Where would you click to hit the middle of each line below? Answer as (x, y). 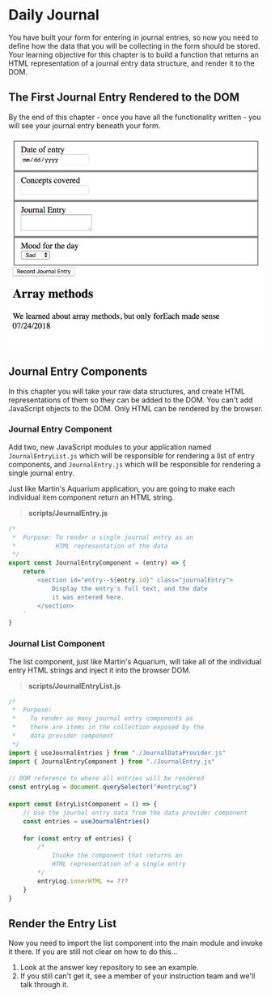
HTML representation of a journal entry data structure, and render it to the (131, 63)
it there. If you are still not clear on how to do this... (93, 952)
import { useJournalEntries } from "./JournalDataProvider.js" (117, 753)
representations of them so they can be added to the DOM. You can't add (131, 400)
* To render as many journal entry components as (103, 719)
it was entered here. (88, 597)
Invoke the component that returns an (117, 856)
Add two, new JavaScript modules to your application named (110, 447)
